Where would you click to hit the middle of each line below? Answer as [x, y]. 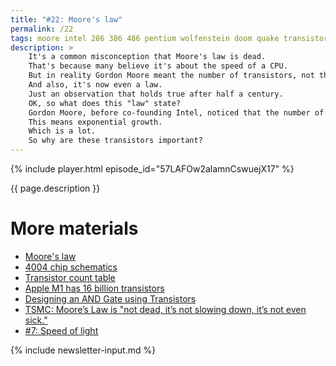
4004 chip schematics [71, 267]
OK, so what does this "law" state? [105, 103]
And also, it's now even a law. [95, 85]
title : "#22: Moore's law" [66, 19]
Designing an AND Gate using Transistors [110, 298]
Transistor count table [70, 277]
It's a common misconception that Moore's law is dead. [147, 57]
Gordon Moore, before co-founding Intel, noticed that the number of [176, 112]
